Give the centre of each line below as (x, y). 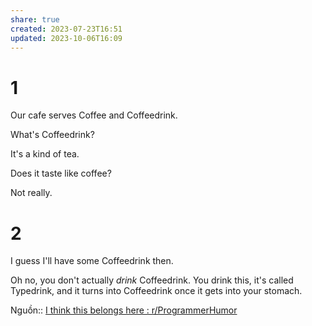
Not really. (31, 193)
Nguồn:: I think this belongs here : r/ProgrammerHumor (124, 310)
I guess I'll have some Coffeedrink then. (92, 261)
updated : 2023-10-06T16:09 (66, 38)
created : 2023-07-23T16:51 (66, 29)
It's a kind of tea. (45, 154)
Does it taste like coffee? (61, 173)
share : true (35, 19)
